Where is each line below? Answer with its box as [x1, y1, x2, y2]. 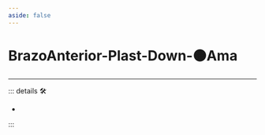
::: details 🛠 [8, 86, 47, 95]
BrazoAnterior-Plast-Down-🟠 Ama [8, 46, 238, 64]
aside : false [8, 11, 51, 20]
